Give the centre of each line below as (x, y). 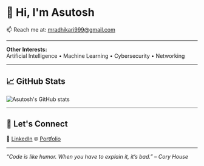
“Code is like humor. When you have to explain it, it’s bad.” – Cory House (97, 156)
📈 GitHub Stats (36, 81)
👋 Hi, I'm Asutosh (51, 12)
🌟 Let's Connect (37, 124)
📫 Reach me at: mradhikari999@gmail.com (61, 29)
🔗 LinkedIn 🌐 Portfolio (34, 139)
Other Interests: (27, 49)
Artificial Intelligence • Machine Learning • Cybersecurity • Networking (96, 56)
